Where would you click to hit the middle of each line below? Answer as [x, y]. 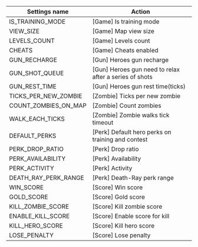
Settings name [48, 11]
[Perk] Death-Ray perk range [133, 178]
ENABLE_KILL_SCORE [39, 216]
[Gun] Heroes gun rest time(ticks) [139, 86]
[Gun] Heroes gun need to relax [136, 69]
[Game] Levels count [121, 41]
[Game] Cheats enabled [126, 50]
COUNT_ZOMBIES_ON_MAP [48, 106]
